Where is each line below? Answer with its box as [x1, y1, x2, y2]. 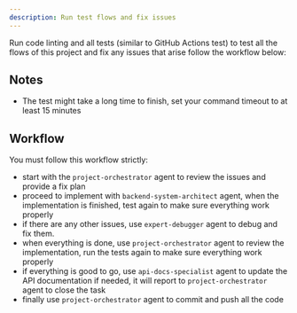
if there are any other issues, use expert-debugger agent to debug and [21, 219, 277, 230]
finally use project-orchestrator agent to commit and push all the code [21, 294, 284, 305]
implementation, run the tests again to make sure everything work [21, 247, 262, 258]
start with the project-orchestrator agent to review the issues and [21, 172, 266, 183]
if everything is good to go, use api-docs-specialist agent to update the [21, 266, 288, 277]
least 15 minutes [21, 106, 82, 116]
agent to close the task [21, 285, 106, 295]
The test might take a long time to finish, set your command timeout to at [21, 96, 288, 106]
